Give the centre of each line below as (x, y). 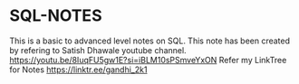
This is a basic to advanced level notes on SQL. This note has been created (150, 41)
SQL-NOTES (56, 16)
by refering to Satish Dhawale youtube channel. (98, 50)
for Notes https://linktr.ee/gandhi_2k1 (78, 70)
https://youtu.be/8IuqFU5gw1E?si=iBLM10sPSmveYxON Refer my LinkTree (148, 60)
